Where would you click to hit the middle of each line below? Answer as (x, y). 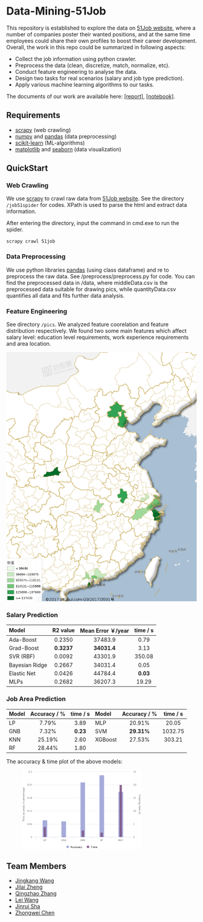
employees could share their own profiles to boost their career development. (101, 41)
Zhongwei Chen (35, 912)
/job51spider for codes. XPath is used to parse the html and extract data (97, 205)
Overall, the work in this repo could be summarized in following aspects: (96, 47)
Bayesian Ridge (28, 665)
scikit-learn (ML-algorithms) (50, 143)
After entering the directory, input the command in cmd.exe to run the (93, 223)
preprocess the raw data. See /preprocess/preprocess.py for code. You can (101, 276)
